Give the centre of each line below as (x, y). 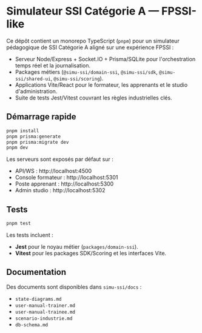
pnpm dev (17, 148)
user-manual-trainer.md (45, 305)
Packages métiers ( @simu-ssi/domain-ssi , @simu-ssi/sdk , (86, 72)
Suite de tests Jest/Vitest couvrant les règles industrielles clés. (93, 98)
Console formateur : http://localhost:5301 (66, 178)
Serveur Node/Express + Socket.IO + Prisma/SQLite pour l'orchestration (105, 59)
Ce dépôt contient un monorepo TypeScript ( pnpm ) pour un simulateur (93, 41)
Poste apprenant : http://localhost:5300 (64, 184)
